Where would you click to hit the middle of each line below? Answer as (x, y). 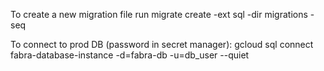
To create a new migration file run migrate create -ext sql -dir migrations (159, 14)
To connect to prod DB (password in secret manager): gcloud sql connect (162, 44)
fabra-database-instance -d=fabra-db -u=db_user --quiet (130, 55)
